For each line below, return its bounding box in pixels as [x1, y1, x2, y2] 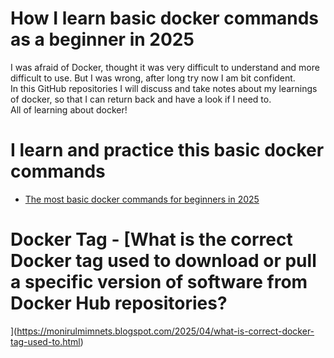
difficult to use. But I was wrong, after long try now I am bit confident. [10, 72, 296, 84]
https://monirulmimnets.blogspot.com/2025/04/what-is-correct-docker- [16, 325, 315, 337]
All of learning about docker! [10, 103, 128, 116]
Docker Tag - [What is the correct [10, 228, 293, 251]
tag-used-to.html [10, 335, 81, 347]
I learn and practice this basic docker [10, 139, 325, 162]
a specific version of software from [10, 271, 308, 294]
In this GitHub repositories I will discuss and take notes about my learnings [10, 82, 318, 94]
